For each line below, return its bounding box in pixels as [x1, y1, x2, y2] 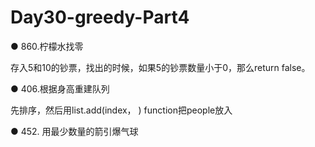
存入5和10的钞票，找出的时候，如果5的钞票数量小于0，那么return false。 [10, 61, 311, 73]
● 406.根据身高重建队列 [10, 82, 110, 95]
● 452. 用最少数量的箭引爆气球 [10, 125, 139, 137]
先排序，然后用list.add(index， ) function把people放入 [10, 104, 233, 116]
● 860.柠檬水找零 [10, 40, 84, 52]
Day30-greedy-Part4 [10, 6, 190, 29]
